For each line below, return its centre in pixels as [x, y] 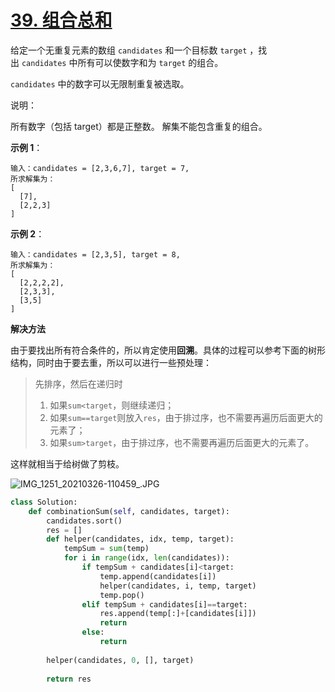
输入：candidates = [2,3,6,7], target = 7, [100, 168]
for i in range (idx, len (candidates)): [146, 558]
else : [93, 632]
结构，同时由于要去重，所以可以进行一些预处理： [111, 362]
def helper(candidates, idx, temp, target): [140, 539]
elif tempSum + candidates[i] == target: [164, 604]
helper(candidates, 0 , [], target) [120, 660]
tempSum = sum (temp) [106, 549]
